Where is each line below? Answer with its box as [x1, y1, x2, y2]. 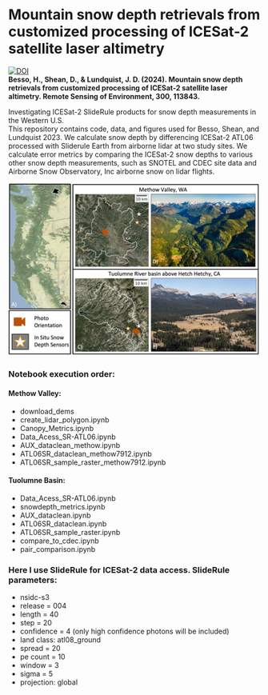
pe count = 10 [19, 652, 66, 661]
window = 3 [19, 661, 59, 670]
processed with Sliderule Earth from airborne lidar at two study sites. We [8, 141, 248, 150]
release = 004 [19, 601, 66, 611]
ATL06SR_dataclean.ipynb [19, 518, 107, 529]
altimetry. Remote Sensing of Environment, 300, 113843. [8, 91, 200, 101]
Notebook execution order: [8, 369, 115, 380]
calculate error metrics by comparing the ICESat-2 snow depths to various [8, 150, 254, 159]
